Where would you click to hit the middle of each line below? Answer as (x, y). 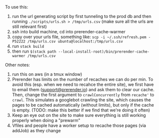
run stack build (28, 46)
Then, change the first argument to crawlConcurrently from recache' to (83, 95)
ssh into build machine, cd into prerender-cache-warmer (69, 32)
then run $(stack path (34, 51)
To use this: (16, 7)
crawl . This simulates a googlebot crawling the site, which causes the (81, 100)
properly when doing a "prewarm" (46, 120)
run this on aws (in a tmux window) (47, 74)
